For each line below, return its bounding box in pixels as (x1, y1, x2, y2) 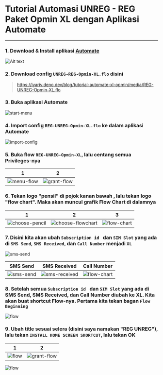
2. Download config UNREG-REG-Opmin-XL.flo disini (5, 70, 124, 77)
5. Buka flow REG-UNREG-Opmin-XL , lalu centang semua (5, 152, 132, 158)
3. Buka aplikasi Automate (5, 99, 68, 105)
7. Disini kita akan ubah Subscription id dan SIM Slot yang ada (5, 234, 157, 241)
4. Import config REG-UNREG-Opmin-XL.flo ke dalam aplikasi (5, 122, 144, 129)
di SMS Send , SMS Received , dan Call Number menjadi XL (5, 240, 132, 247)
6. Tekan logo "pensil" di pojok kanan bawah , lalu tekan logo (5, 193, 151, 200)
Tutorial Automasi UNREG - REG (5, 3, 136, 15)
